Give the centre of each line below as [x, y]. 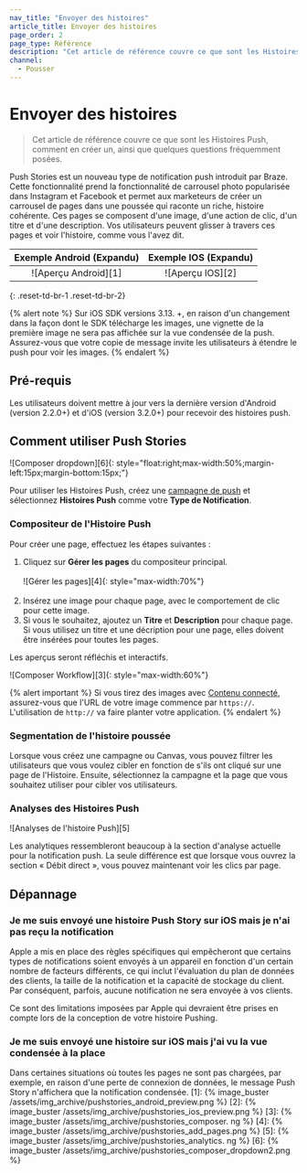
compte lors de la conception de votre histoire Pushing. [113, 1018]
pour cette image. [56, 610]
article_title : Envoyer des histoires [83, 27]
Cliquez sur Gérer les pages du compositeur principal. [125, 561]
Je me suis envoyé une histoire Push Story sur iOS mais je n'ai [150, 920]
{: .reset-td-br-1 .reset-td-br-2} [68, 295]
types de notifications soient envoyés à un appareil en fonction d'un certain [152, 962]
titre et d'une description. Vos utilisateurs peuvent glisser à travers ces [143, 225]
